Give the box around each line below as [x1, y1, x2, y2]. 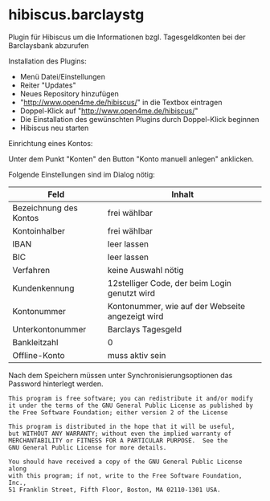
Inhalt [171, 189, 194, 200]
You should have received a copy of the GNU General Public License [8, 458, 243, 466]
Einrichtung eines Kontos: [8, 138, 93, 148]
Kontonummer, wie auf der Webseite [107, 300, 246, 312]
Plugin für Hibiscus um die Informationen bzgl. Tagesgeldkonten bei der [8, 32, 247, 42]
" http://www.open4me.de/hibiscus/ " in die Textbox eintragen [19, 97, 223, 107]
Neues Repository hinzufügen [19, 88, 119, 98]
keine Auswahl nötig [107, 264, 184, 275]
